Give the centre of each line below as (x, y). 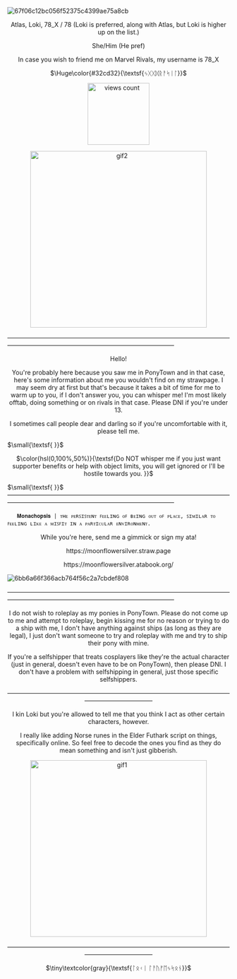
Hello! (119, 359)
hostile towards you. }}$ (119, 474)
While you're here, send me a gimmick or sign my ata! (119, 537)
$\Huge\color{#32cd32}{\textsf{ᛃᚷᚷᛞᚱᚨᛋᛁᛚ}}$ (119, 73)
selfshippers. (119, 679)
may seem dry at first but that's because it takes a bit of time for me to (119, 387)
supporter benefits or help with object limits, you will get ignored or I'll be (119, 466)
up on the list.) (119, 32)
